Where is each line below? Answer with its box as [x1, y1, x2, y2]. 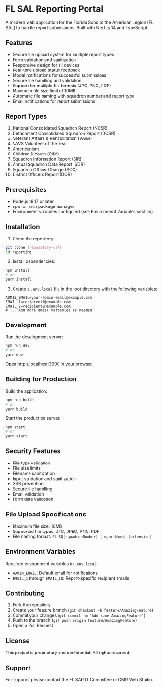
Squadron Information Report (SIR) [12, 156, 82, 162]
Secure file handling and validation [12, 77, 82, 83]
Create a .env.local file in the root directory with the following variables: [12, 286, 158, 292]
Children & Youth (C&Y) [12, 151, 59, 156]
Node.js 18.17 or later [12, 198, 54, 205]
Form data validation [12, 496, 54, 502]
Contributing [5, 589, 45, 597]
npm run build [5, 397, 34, 402]
